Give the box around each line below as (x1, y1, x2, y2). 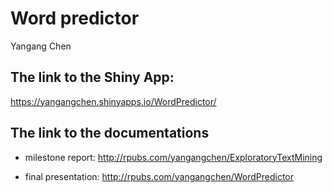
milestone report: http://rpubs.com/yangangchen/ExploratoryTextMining (24, 151, 323, 163)
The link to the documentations (10, 125, 210, 142)
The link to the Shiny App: (10, 69, 175, 86)
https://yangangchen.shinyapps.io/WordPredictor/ (10, 95, 217, 107)
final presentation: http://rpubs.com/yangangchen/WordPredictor (24, 170, 295, 182)
